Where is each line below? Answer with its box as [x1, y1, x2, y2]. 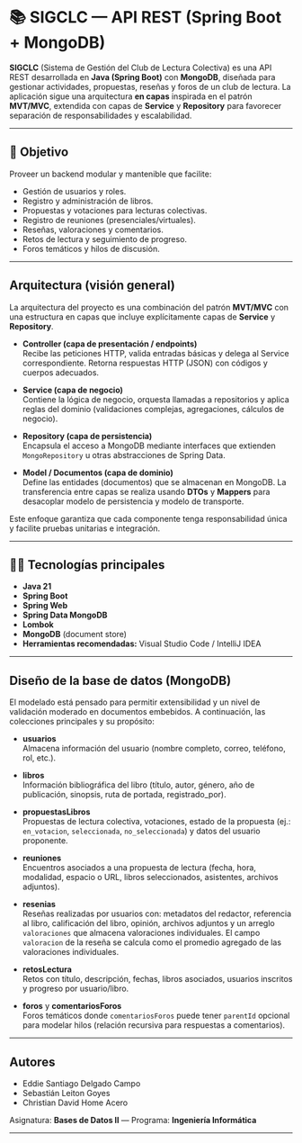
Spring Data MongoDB [22, 609, 108, 621]
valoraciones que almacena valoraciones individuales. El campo [22, 928, 261, 939]
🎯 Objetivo [9, 145, 69, 160]
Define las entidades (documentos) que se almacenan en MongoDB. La [22, 476, 287, 487]
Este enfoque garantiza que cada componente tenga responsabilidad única [9, 513, 288, 524]
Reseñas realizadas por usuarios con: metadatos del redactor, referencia [22, 908, 292, 919]
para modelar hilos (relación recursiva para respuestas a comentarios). [22, 1020, 286, 1030]
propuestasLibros [22, 806, 91, 817]
